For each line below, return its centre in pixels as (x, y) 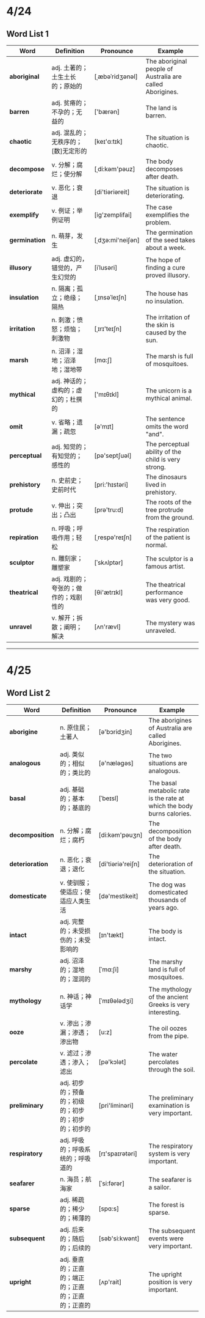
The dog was (167, 885)
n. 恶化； (73, 860)
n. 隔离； (64, 289)
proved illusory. (168, 275)
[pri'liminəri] (116, 1106)
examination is (169, 1106)
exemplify (24, 215)
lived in (156, 484)
